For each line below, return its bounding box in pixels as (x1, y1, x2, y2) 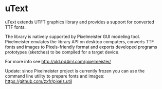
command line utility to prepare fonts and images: (5, 73, 105, 79)
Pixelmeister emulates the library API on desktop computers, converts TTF (5, 38, 154, 44)
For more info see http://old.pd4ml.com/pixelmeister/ (5, 58, 111, 64)
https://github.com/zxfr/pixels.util (5, 78, 72, 84)
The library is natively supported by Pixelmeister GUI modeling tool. (5, 34, 140, 39)
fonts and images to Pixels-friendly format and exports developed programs (5, 44, 157, 50)
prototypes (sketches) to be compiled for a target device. (5, 49, 120, 55)
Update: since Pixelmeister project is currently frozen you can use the (5, 68, 145, 73)
